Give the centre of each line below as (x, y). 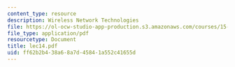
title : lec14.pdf (33, 46)
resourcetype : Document (42, 40)
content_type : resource (42, 14)
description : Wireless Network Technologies (73, 20)
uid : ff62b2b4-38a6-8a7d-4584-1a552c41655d (72, 53)
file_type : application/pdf (48, 33)
